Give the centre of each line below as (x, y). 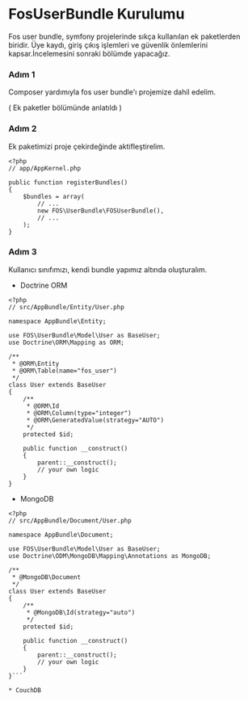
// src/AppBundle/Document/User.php (70, 521)
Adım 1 (22, 74)
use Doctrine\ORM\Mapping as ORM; (67, 342)
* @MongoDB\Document (46, 577)
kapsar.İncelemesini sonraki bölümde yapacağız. (90, 53)
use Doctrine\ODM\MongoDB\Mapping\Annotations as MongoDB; (110, 556)
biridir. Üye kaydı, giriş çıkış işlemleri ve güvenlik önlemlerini (108, 44)
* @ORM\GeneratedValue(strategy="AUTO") (95, 420)
